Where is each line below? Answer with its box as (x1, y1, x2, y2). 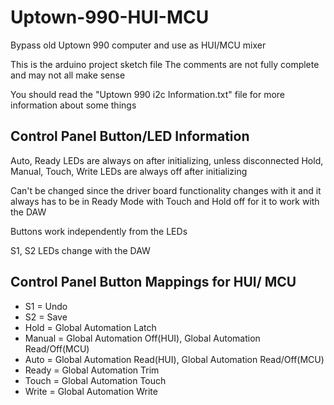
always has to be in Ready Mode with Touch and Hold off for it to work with (10, 195, 320, 207)
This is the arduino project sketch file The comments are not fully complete (10, 58, 320, 70)
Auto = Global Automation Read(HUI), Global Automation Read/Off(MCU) (24, 353, 325, 365)
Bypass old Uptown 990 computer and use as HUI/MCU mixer (10, 39, 267, 51)
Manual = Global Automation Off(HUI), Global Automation (24, 332, 261, 344)
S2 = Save (24, 311, 68, 323)
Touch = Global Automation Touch (24, 374, 167, 386)
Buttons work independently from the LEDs (10, 225, 188, 237)
